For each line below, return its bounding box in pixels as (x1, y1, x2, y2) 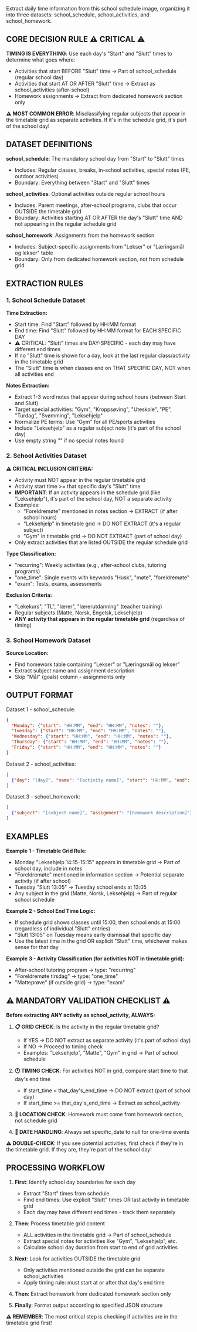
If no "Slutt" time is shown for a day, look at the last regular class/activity (14, 352, 191, 359)
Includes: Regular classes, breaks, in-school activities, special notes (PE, (14, 167, 191, 174)
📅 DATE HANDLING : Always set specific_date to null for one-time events (14, 1128, 189, 1135)
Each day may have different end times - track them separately (23, 1208, 176, 1215)
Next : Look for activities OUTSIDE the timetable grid (14, 1255, 141, 1262)
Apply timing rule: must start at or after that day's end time (23, 1279, 165, 1286)
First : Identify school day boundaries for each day (14, 1178, 136, 1185)
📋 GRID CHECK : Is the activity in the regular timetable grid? (14, 1023, 159, 1030)
